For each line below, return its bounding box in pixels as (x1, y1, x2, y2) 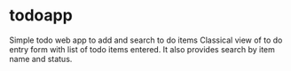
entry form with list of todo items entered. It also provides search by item (9, 43, 275, 54)
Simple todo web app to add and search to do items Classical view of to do (9, 35, 283, 45)
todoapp (9, 5, 73, 26)
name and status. (9, 53, 73, 64)
